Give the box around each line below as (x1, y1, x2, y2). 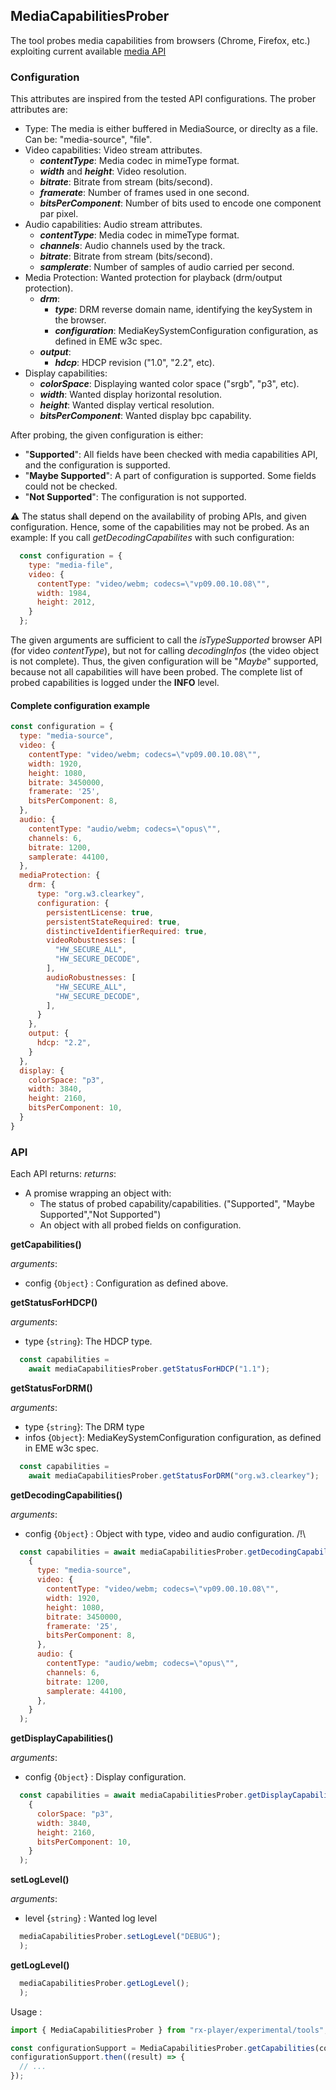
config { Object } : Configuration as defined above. (24, 1277, 229, 1289)
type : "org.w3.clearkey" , (36, 889, 145, 899)
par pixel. (39, 208, 79, 220)
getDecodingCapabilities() (10, 1489, 123, 1501)
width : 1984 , (36, 588, 92, 598)
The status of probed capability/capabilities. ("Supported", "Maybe (39, 1198, 315, 1210)
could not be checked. (24, 480, 118, 493)
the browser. (54, 314, 107, 326)
